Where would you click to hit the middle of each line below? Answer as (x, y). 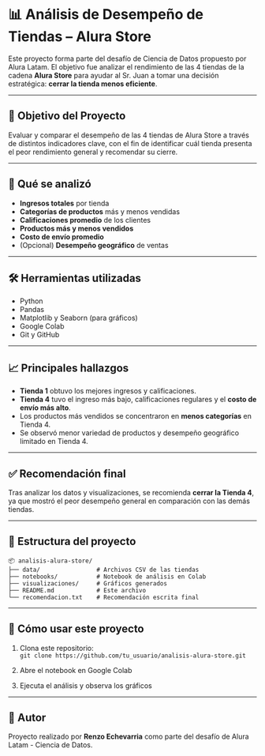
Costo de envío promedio (62, 236)
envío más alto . (45, 408)
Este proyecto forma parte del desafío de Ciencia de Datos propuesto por (127, 58)
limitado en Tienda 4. (54, 442)
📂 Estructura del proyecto (72, 542)
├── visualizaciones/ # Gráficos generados (88, 583)
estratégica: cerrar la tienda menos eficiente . (83, 84)
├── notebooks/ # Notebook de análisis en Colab (107, 577)
